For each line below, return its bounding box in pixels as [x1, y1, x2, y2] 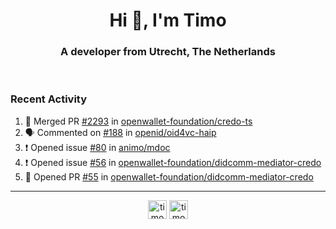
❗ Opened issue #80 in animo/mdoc [24, 141, 171, 153]
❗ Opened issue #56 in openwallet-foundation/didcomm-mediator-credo [24, 156, 322, 168]
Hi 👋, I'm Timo [109, 9, 227, 32]
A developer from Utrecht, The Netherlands [60, 45, 276, 59]
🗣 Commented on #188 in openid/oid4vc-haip [24, 126, 217, 138]
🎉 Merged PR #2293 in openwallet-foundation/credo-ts [24, 115, 253, 127]
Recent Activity [10, 92, 88, 106]
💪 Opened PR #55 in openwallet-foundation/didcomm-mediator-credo [24, 170, 314, 183]
